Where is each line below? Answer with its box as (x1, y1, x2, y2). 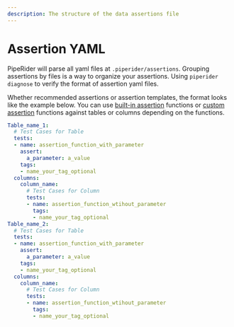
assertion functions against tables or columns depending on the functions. (7, 108, 225, 117)
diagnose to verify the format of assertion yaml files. (7, 79, 159, 88)
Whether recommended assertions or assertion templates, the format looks (7, 93, 228, 101)
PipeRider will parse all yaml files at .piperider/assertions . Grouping (7, 64, 210, 73)
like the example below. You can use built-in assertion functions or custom (7, 101, 225, 109)
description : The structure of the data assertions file (7, 10, 179, 18)
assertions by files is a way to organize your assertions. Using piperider (7, 71, 218, 80)
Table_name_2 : (7, 220, 50, 227)
